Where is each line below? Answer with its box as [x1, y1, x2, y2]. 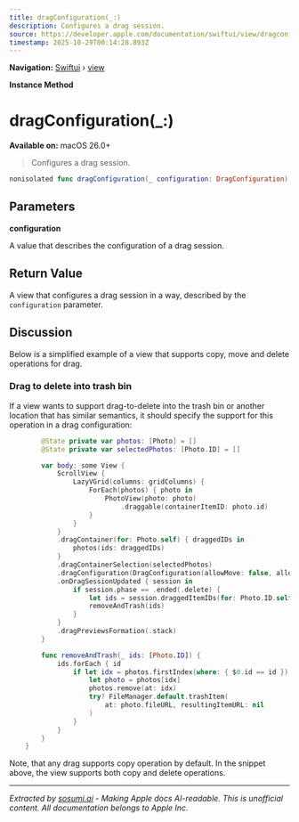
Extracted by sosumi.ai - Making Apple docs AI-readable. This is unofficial [9, 794, 283, 804]
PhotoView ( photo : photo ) [104, 494, 198, 503]
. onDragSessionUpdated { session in [56, 576, 193, 586]
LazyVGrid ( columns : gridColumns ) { [72, 477, 205, 486]
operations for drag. [9, 358, 83, 369]
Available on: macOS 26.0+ [9, 140, 111, 151]
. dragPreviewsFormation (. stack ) [56, 627, 177, 636]
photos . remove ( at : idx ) [88, 684, 177, 693]
